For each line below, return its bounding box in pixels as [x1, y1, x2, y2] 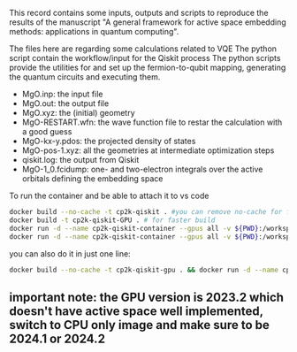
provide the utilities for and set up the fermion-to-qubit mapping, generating [9, 62, 286, 73]
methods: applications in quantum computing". [9, 27, 179, 36]
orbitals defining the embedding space [21, 173, 164, 184]
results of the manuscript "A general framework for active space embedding [9, 17, 287, 27]
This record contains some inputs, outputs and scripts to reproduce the [9, 8, 269, 18]
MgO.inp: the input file [21, 88, 103, 99]
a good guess [21, 126, 72, 136]
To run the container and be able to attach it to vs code [9, 190, 209, 201]
